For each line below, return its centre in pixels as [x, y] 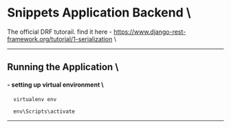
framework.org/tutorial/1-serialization [60, 39]
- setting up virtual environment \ [56, 85]
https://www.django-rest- [150, 32]
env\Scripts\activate [44, 111]
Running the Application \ [63, 67]
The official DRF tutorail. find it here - [59, 32]
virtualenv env [35, 99]
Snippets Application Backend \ [99, 13]
